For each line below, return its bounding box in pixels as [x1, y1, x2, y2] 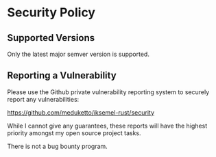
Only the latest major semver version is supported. [7, 50, 149, 58]
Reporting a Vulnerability [7, 70, 117, 81]
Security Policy [7, 5, 96, 20]
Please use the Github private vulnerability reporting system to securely [7, 87, 210, 96]
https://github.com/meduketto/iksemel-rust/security [7, 108, 155, 117]
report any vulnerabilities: [7, 95, 80, 103]
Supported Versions [7, 32, 95, 44]
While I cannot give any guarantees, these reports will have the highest [7, 122, 208, 130]
